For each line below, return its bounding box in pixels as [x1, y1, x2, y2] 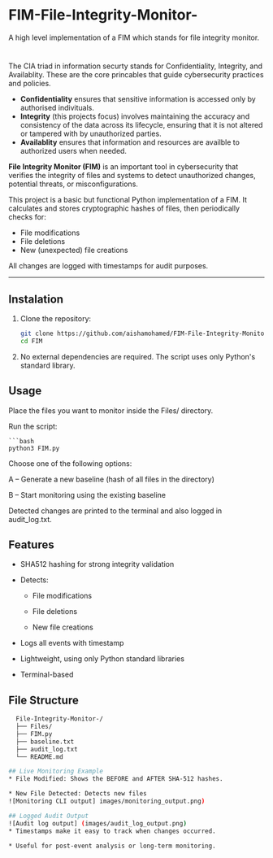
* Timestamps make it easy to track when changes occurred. [8, 827, 217, 835]
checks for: [8, 212, 46, 222]
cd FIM [19, 337, 43, 345]
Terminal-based [19, 669, 74, 680]
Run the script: [8, 421, 58, 431]
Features [8, 538, 54, 551]
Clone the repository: [19, 313, 92, 323]
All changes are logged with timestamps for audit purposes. [8, 261, 209, 271]
